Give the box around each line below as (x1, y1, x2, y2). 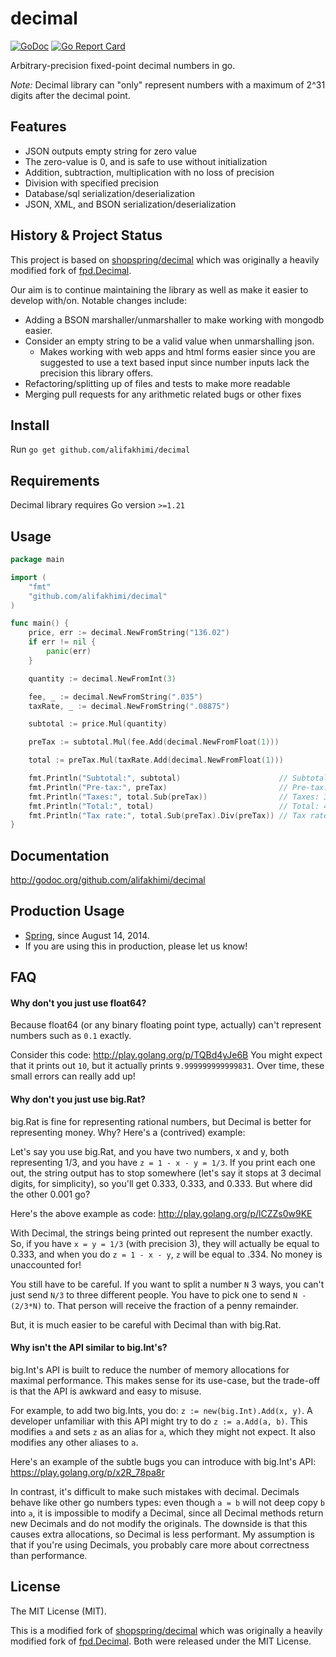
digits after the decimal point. (10, 89, 131, 101)
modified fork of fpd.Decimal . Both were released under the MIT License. (10, 1635, 312, 1647)
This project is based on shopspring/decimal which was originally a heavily (10, 253, 320, 266)
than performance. (10, 1549, 88, 1561)
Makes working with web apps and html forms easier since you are (39, 345, 316, 357)
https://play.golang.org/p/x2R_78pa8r (10, 1466, 165, 1478)
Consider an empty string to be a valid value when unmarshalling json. (24, 335, 315, 347)
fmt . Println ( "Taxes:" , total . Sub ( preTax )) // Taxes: (28, 792, 320, 802)
